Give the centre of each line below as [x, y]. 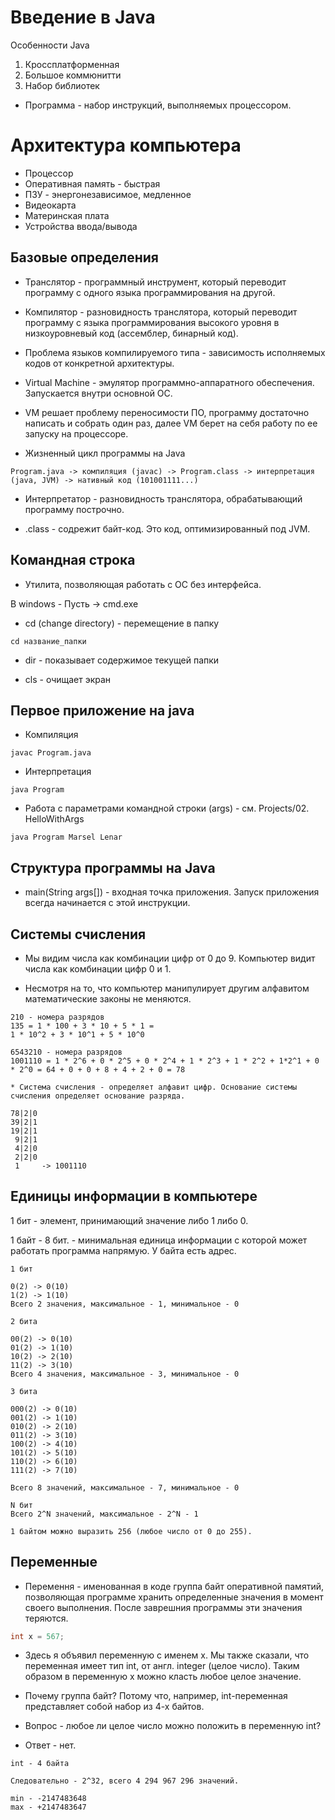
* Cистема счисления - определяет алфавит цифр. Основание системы [154, 1087]
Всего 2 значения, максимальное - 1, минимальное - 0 [125, 1304]
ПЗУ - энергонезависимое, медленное [108, 194]
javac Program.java [51, 753]
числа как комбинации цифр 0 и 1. [98, 968]
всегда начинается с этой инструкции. [107, 903]
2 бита [24, 1321]
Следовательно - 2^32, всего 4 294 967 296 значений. [125, 1781]
